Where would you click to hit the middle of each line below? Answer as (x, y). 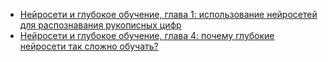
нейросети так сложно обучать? (89, 46)
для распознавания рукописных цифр (100, 25)
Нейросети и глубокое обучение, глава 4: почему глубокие (147, 35)
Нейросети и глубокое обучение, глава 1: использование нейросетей (168, 14)
